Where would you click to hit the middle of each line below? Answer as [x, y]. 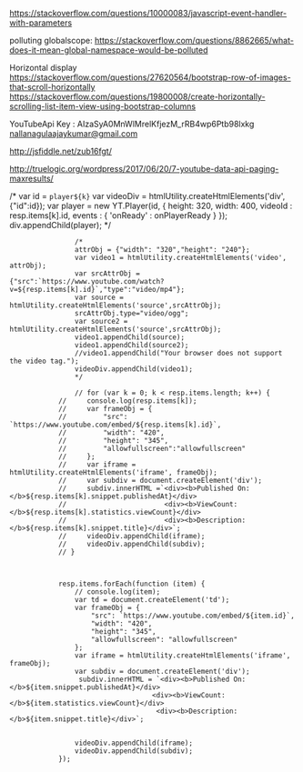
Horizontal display [43, 68]
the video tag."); [44, 361]
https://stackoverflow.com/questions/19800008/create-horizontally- [137, 96]
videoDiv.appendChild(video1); [134, 369]
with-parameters [41, 23]
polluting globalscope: [51, 40]
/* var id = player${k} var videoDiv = [78, 196]
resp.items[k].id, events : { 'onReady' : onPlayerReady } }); [119, 216]
